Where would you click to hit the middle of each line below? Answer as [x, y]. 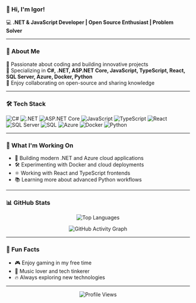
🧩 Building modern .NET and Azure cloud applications [79, 158]
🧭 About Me [23, 51]
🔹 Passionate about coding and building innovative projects [77, 64]
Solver [14, 31]
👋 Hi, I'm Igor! [26, 9]
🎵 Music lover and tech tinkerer [52, 271]
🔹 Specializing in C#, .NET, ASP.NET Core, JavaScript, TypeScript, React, [96, 70]
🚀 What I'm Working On [40, 145]
